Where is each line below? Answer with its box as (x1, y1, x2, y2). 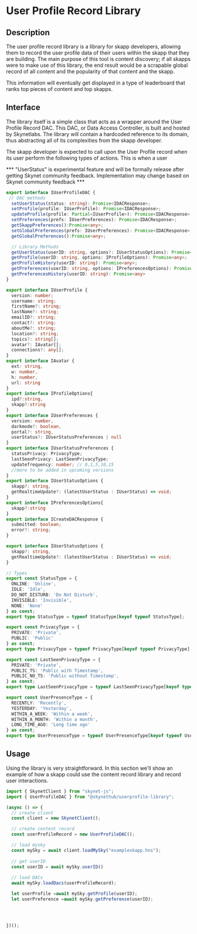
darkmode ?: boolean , (11, 424, 62, 429)
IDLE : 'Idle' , (11, 587, 46, 593)
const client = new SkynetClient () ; (11, 815, 101, 821)
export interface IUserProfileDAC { (6, 189, 96, 195)
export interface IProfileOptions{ (6, 391, 93, 397)
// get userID (11, 858, 46, 864)
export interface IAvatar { (6, 358, 75, 364)
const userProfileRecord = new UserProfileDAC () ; (11, 831, 135, 837)
